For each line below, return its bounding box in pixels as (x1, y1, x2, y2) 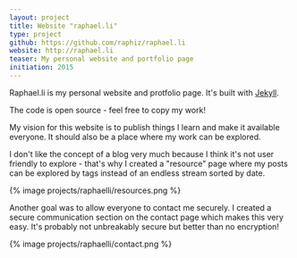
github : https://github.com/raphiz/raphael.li (9, 37, 186, 47)
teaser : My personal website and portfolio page (9, 54, 194, 63)
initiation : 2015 (9, 63, 74, 72)
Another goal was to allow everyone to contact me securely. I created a (9, 202, 272, 212)
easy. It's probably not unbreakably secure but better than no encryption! (9, 221, 280, 232)
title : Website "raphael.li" (9, 21, 118, 30)
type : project (9, 29, 63, 38)
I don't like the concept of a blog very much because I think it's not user (9, 148, 275, 159)
